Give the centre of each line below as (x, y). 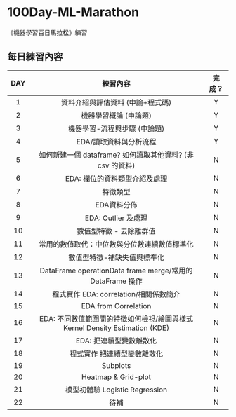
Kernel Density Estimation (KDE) (116, 328)
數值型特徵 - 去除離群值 (116, 231)
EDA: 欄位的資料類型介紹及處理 (116, 178)
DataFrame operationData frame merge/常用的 (116, 271)
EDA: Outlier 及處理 (116, 218)
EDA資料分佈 (116, 205)
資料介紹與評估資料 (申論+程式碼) (116, 102)
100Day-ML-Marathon (73, 12)
